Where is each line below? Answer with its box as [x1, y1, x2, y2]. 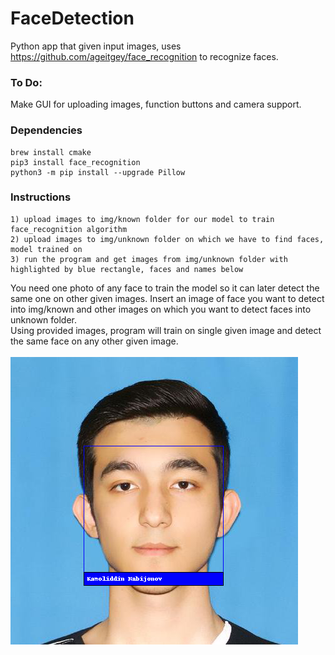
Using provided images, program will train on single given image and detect [10, 324, 322, 336]
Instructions [10, 190, 72, 204]
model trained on [10, 244, 83, 254]
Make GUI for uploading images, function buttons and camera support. [10, 98, 302, 111]
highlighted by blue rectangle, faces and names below [10, 264, 244, 274]
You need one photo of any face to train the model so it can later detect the [10, 282, 320, 294]
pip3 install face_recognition [10, 157, 141, 167]
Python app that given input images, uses [10, 40, 182, 52]
